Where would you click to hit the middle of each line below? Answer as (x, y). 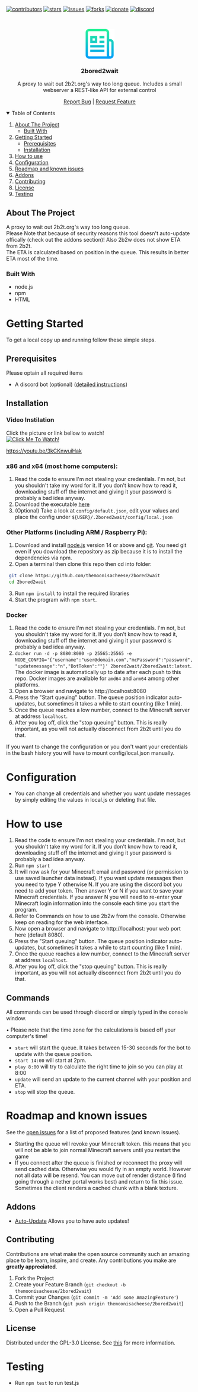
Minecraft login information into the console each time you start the (97, 903)
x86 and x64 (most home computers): (62, 466)
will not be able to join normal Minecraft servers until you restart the (98, 1150)
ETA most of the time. (33, 259)
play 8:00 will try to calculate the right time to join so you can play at (98, 1067)
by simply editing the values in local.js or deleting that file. (86, 800)
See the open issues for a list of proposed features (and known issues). (93, 1132)
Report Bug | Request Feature (100, 102)
